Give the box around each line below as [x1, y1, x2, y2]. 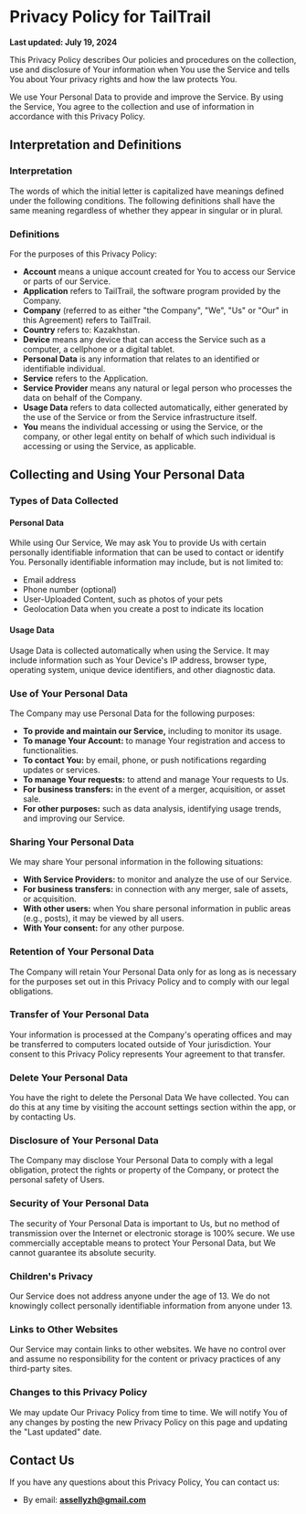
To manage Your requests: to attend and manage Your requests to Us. [22, 773, 290, 784]
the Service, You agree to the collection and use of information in [9, 100, 255, 111]
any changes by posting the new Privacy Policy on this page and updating [9, 1416, 288, 1427]
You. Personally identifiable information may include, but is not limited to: [9, 557, 284, 568]
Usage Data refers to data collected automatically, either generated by [22, 402, 289, 413]
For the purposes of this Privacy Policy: [9, 248, 158, 259]
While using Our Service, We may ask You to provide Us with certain [9, 537, 267, 549]
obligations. [9, 985, 54, 996]
